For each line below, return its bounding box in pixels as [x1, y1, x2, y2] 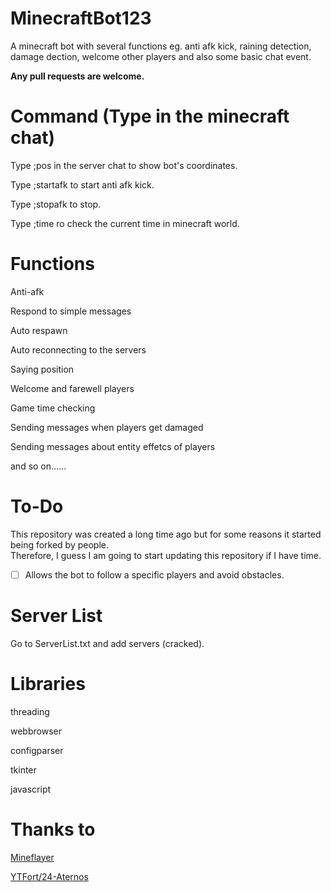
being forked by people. [10, 538, 110, 551]
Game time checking [10, 402, 96, 414]
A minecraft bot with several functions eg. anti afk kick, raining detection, [10, 40, 312, 52]
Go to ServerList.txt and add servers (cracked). [10, 637, 205, 649]
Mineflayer [10, 851, 55, 863]
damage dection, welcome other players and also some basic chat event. [10, 50, 312, 62]
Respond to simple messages [10, 305, 132, 317]
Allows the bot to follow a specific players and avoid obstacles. [24, 568, 285, 581]
